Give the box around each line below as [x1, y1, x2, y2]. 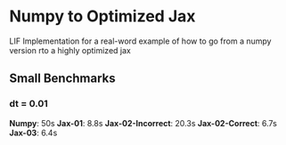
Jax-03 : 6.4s [9, 127, 58, 138]
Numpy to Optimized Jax [9, 6, 196, 27]
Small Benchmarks [9, 71, 116, 86]
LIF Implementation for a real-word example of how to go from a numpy [9, 36, 272, 46]
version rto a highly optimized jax [9, 44, 131, 55]
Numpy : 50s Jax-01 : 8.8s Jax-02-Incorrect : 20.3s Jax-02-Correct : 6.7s [9, 117, 278, 128]
